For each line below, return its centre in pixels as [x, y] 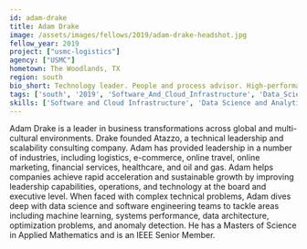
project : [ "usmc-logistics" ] [65, 52]
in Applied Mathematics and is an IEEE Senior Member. [112, 235]
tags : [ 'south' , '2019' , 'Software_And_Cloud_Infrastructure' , [132, 94]
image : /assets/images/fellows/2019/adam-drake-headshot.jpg [128, 35]
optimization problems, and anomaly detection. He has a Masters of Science [153, 225]
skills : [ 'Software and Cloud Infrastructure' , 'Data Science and [138, 103]
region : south [37, 78]
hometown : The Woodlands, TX [65, 69]
